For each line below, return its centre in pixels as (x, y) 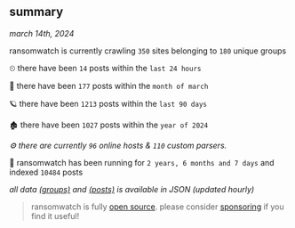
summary (36, 12)
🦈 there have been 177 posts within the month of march (109, 85)
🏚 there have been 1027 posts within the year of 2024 (109, 125)
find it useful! (55, 216)
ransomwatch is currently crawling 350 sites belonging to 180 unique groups (148, 51)
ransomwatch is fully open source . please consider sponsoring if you (157, 207)
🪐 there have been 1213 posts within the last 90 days (108, 103)
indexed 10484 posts (46, 172)
